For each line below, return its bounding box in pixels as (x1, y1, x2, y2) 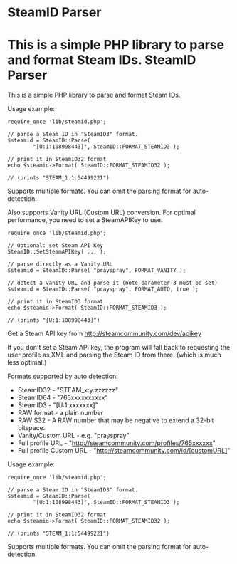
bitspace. (17, 424, 46, 432)
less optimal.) (7, 358, 47, 367)
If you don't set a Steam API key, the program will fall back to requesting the (7, 343, 230, 352)
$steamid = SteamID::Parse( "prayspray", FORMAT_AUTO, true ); (7, 286, 199, 293)
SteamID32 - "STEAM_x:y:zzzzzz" (17, 386, 119, 395)
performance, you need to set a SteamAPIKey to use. (7, 216, 163, 224)
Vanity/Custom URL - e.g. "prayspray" (17, 432, 130, 440)
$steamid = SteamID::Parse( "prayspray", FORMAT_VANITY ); (7, 267, 186, 274)
